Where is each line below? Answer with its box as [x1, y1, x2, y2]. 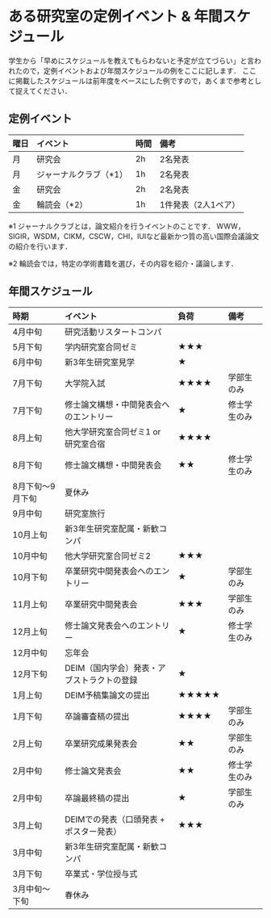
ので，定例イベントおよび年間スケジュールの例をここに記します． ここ [22, 65, 256, 75]
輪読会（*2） [36, 199, 88, 210]
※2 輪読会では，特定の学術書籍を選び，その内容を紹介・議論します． [8, 258, 238, 268]
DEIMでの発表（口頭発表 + [64, 813, 165, 824]
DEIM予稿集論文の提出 [64, 690, 150, 701]
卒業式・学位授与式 [64, 868, 138, 879]
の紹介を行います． [8, 241, 73, 251]
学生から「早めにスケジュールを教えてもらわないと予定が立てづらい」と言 [8, 56, 255, 65]
